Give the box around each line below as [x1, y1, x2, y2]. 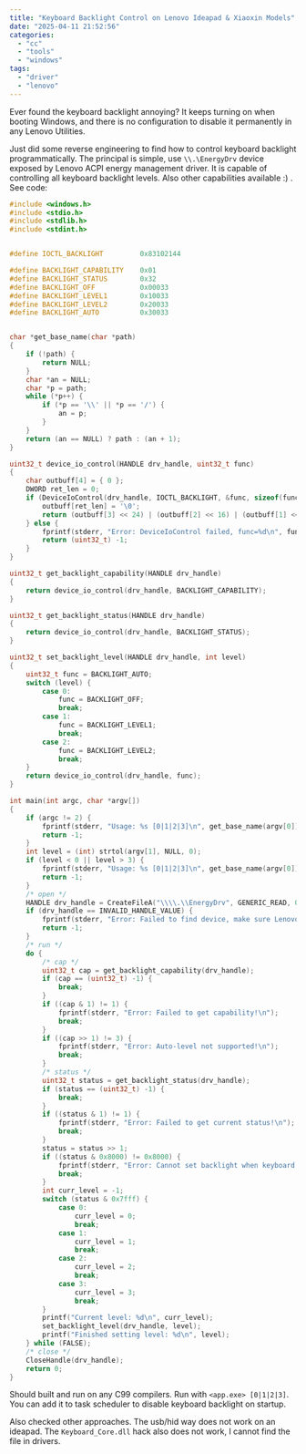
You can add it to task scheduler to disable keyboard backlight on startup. [9, 1398, 287, 1409]
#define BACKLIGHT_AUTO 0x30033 [9, 308, 169, 317]
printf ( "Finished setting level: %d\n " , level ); [42, 1330, 230, 1340]
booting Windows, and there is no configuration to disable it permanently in [9, 116, 292, 127]
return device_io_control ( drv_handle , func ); [25, 771, 202, 780]
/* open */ [25, 890, 67, 899]
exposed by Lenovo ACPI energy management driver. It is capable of [9, 162, 268, 173]
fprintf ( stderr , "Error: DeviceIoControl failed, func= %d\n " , [42, 527, 283, 536]
